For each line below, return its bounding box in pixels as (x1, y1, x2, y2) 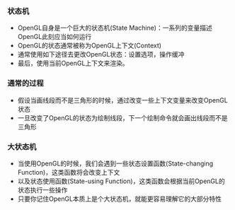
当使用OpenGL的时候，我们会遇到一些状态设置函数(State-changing (17, 159, 214, 168)
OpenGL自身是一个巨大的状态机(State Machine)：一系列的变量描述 (17, 23, 212, 33)
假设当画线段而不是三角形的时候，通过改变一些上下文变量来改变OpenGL (17, 95, 228, 104)
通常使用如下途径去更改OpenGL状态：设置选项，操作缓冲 (17, 50, 185, 59)
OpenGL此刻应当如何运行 (17, 33, 92, 41)
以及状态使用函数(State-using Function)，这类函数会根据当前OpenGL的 (17, 177, 225, 185)
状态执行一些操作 (17, 185, 68, 194)
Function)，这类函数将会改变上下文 (17, 168, 120, 176)
